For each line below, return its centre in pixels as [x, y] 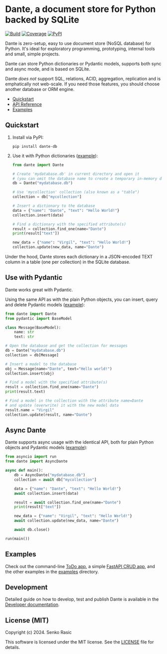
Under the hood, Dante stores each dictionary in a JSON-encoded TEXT [79, 257]
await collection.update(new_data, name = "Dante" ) [67, 521]
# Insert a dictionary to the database [54, 206]
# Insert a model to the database [41, 364]
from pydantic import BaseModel [39, 318]
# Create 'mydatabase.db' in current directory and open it [76, 174]
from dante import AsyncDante [37, 461]
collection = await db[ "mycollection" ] [55, 480]
